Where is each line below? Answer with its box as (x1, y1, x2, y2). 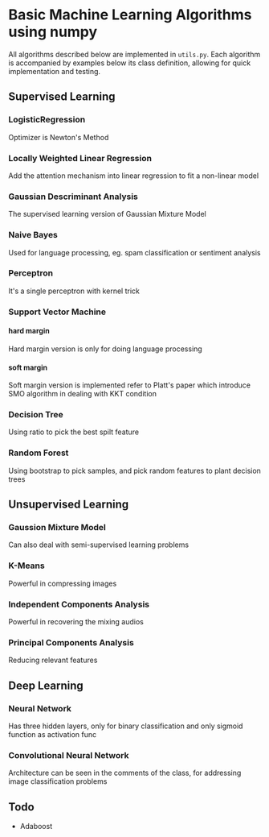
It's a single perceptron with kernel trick (8, 286, 141, 296)
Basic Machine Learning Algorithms (8, 6, 252, 24)
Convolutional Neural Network (8, 749, 129, 760)
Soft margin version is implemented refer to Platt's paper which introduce (8, 380, 251, 390)
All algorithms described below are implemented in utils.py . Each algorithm (8, 49, 261, 59)
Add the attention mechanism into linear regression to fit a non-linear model (8, 171, 259, 180)
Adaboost (19, 822, 53, 831)
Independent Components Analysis (8, 599, 150, 610)
